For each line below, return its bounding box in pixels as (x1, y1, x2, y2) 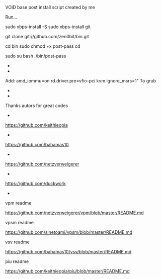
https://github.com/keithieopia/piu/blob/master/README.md (5, 268, 130, 274)
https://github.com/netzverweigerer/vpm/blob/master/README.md (5, 210, 144, 216)
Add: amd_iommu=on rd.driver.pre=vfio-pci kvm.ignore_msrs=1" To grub (5, 78, 156, 83)
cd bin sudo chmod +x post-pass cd (5, 43, 80, 49)
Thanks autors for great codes (5, 103, 68, 109)
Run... (5, 14, 18, 20)
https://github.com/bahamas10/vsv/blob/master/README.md (5, 249, 132, 254)
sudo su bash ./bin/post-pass (5, 53, 66, 59)
